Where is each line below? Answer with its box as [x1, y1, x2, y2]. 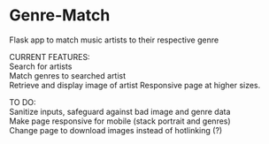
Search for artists [9, 61, 73, 72]
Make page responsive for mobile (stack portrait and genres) [9, 116, 232, 126]
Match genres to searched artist [9, 70, 127, 80]
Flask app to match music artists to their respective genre [9, 34, 219, 45]
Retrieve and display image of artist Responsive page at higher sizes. [9, 80, 261, 90]
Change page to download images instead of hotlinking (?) [9, 125, 223, 135]
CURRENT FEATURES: [9, 51, 90, 62]
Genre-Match [9, 5, 111, 26]
